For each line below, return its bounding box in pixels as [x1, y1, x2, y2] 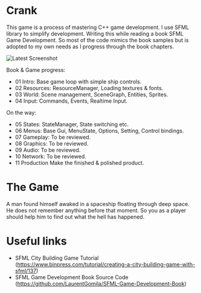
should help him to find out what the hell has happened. [6, 213, 145, 221]
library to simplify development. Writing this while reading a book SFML [6, 30, 184, 37]
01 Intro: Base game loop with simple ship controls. [14, 78, 142, 85]
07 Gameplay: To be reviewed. [14, 134, 91, 141]
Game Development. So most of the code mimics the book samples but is [6, 36, 189, 43]
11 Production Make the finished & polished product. [14, 159, 144, 166]
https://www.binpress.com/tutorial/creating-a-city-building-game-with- [17, 260, 196, 268]
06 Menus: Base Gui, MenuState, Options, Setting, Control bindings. [14, 127, 184, 134]
